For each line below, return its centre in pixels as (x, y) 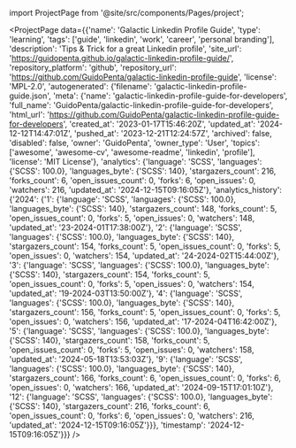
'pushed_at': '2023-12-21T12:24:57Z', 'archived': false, (173, 133)
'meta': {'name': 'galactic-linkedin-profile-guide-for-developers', (170, 96)
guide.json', (30, 96)
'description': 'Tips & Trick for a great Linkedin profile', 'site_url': (125, 49)
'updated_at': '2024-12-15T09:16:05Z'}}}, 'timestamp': (107, 425)
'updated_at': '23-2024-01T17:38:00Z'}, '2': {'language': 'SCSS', (126, 228)
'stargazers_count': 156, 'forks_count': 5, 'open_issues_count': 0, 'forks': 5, (145, 312)
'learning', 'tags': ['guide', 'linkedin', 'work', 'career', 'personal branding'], (142, 39)
